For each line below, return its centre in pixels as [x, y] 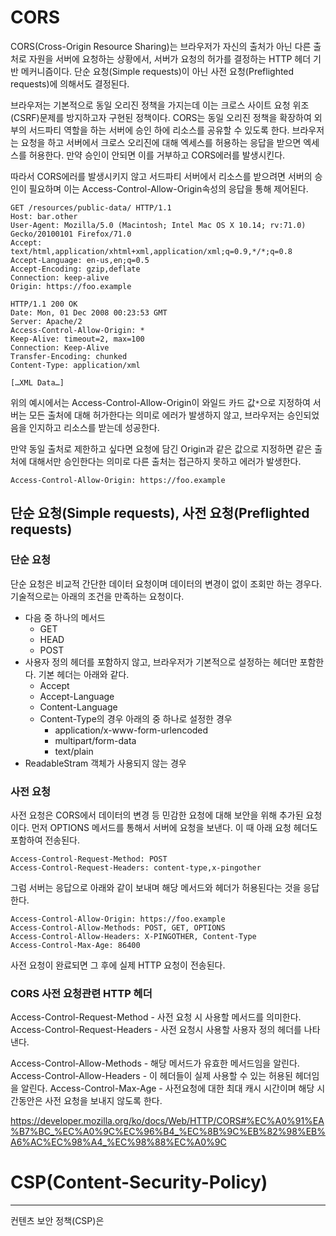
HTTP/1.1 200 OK [44, 304]
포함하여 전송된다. [45, 840]
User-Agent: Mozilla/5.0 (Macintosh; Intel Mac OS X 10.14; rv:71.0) [158, 225]
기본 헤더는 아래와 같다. [84, 674]
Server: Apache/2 [46, 321]
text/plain [74, 751]
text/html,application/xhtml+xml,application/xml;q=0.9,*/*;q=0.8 [151, 251]
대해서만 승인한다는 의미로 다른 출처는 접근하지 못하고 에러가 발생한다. [165, 461]
